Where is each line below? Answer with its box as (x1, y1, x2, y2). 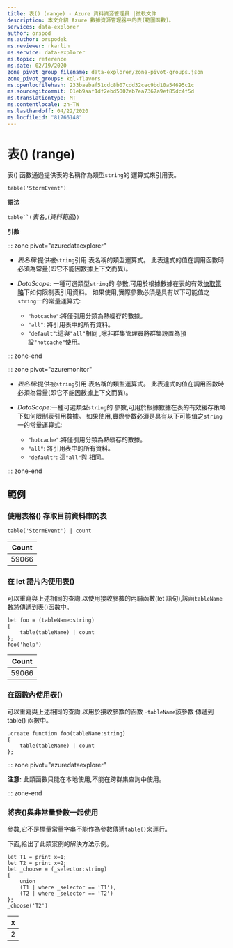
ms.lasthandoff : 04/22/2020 (7, 107, 89, 114)
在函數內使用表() (7, 690, 63, 700)
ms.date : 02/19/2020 (7, 62, 67, 69)
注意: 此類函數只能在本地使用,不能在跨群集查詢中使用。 (7, 775, 166, 783)
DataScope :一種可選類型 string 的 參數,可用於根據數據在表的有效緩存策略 (17, 402, 226, 412)
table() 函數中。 (7, 716, 52, 724)
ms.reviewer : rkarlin (7, 43, 70, 50)
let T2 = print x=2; (7, 859, 67, 867)
